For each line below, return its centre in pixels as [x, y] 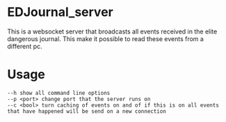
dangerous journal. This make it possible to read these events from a [105, 38]
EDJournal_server [60, 12]
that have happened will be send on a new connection [87, 111]
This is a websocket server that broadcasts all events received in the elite [112, 31]
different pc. [25, 46]
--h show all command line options [59, 93]
